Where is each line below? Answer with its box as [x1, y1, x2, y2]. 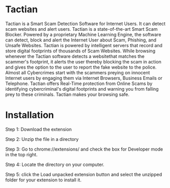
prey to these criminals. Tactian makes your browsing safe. [5, 91, 130, 97]
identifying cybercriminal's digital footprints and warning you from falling [5, 86, 159, 92]
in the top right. [5, 151, 38, 157]
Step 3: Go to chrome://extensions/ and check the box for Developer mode [5, 146, 163, 152]
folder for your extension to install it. [5, 177, 82, 183]
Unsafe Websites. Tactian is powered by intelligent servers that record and [5, 42, 163, 48]
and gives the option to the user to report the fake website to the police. [5, 64, 157, 70]
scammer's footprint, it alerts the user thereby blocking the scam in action [5, 58, 161, 65]
